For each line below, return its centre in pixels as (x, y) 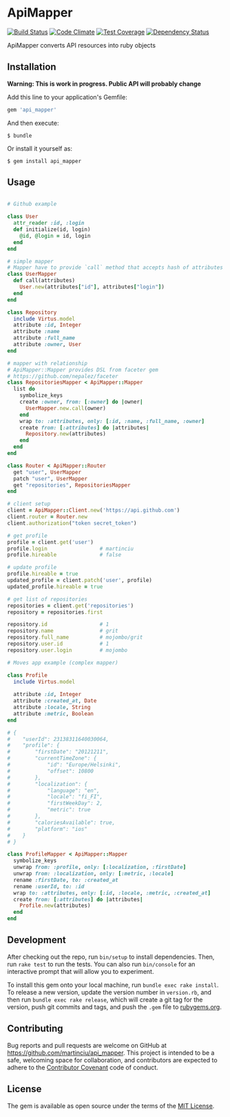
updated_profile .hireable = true (55, 586)
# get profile (28, 536)
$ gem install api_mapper (44, 161)
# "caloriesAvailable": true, (61, 823)
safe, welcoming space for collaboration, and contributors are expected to (113, 1060)
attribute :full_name (44, 338)
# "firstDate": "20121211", (58, 752)
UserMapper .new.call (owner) (66, 408)
